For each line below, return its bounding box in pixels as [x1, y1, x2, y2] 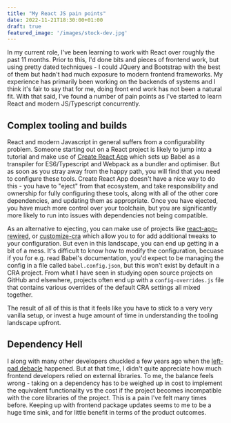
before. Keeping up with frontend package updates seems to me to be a [7, 401, 212, 409]
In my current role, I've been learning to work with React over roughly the [7, 48, 215, 57]
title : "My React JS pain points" [7, 10, 107, 17]
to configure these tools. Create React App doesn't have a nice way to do [7, 175, 216, 183]
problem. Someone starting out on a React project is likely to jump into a [7, 146, 212, 154]
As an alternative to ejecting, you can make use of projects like [7, 225, 185, 233]
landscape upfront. [7, 319, 61, 327]
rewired [7, 232, 29, 240]
